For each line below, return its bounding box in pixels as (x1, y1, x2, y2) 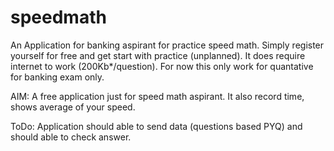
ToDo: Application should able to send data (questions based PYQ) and (10, 120, 303, 132)
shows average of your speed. (10, 101, 136, 113)
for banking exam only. (10, 71, 105, 83)
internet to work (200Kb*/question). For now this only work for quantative (10, 60, 314, 72)
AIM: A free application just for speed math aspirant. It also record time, (10, 90, 305, 102)
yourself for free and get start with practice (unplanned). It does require (10, 49, 306, 61)
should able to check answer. (10, 131, 132, 143)
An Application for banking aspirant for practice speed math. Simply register (10, 39, 325, 51)
